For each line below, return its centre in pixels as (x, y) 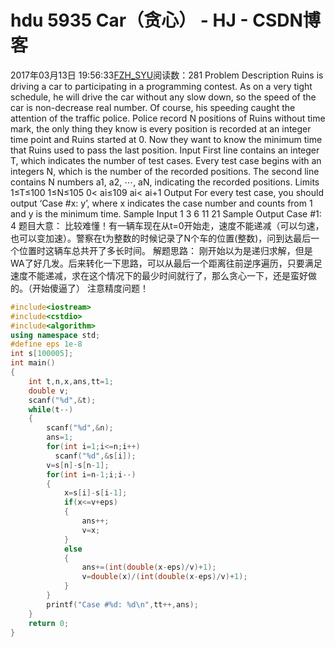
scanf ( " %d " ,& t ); (62, 400)
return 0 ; (49, 623)
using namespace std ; (55, 335)
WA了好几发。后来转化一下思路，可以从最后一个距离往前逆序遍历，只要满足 (166, 263)
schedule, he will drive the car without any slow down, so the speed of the (163, 97)
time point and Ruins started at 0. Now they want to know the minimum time (166, 139)
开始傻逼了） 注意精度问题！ (90, 288)
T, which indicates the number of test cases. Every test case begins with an (166, 160)
